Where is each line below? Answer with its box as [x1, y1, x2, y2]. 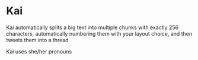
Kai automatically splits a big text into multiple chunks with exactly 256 [6, 24, 179, 31]
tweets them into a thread [6, 36, 69, 43]
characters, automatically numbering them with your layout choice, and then [6, 30, 193, 37]
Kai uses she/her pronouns [6, 48, 72, 55]
